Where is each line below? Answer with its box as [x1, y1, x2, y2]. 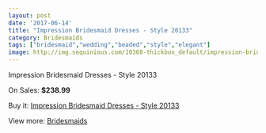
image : [8, 48, 30, 56]
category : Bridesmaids [8, 33, 83, 42]
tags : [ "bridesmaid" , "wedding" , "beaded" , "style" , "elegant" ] [8, 41, 211, 49]
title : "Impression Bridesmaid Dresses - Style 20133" [8, 26, 193, 34]
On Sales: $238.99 [8, 85, 71, 95]
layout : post [8, 11, 51, 20]
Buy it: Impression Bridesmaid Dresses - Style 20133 [8, 101, 180, 110]
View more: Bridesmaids [8, 116, 88, 125]
